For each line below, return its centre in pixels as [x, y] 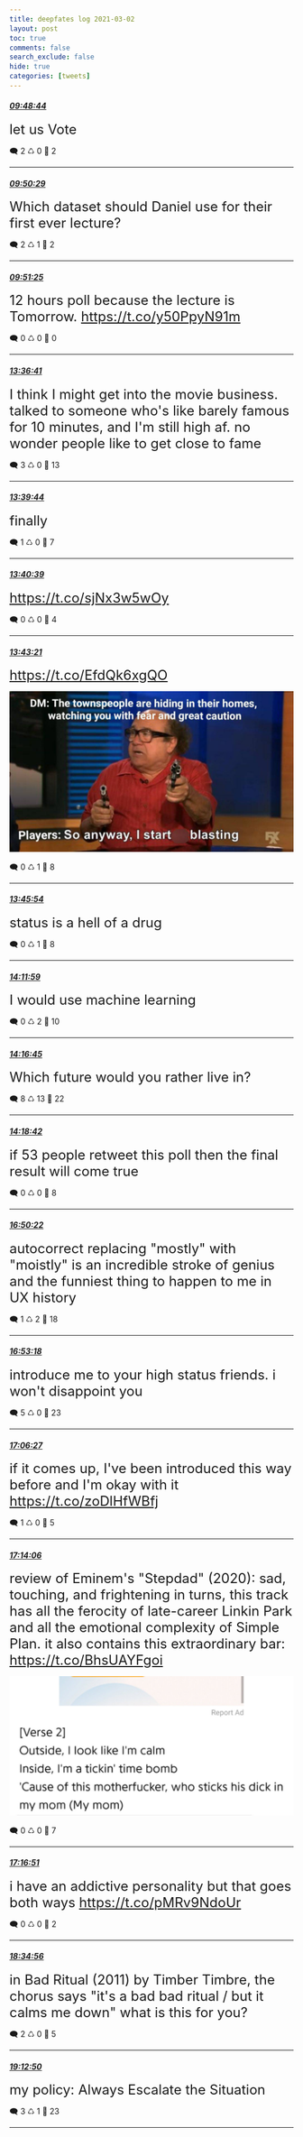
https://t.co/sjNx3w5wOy [89, 598]
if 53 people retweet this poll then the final [144, 1155]
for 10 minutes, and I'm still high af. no [130, 427]
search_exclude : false [52, 57]
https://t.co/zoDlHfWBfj [84, 1501]
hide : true [30, 67]
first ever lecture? [65, 223]
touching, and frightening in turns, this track [149, 1595]
